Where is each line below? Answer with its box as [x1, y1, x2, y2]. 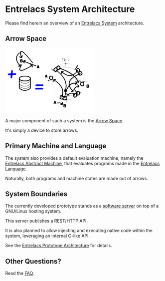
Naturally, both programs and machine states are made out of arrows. [5, 175, 149, 181]
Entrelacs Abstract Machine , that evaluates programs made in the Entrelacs [5, 160, 160, 166]
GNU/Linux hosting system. [5, 208, 61, 214]
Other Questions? [5, 257, 61, 266]
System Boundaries [5, 190, 68, 198]
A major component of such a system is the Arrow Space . [5, 117, 124, 123]
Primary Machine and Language [5, 142, 107, 150]
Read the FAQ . [5, 271, 34, 277]
